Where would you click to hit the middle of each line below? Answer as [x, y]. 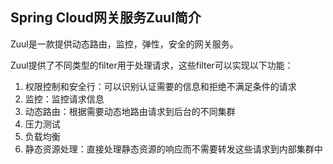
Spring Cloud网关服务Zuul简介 [106, 18]
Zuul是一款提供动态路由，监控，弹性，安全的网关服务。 [124, 44]
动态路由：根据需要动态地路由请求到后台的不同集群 [130, 111]
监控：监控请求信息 [64, 99]
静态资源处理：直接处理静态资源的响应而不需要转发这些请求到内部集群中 [173, 149]
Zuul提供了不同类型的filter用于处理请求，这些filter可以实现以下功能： [152, 65]
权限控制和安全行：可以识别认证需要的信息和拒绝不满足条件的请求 [160, 86]
